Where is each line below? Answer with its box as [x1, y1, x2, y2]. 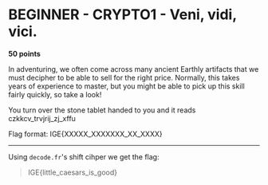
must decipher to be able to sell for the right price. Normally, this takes [8, 73, 240, 82]
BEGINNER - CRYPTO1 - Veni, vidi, [8, 6, 237, 24]
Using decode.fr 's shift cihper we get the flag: [8, 152, 160, 161]
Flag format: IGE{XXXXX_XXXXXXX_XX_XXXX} [8, 129, 163, 139]
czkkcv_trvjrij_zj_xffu [8, 113, 76, 123]
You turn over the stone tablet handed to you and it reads [8, 105, 196, 115]
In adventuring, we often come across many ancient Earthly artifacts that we [8, 64, 259, 73]
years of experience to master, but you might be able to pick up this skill [8, 81, 245, 91]
